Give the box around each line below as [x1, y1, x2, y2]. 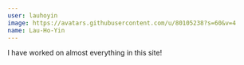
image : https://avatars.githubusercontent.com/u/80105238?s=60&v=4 [7, 19, 237, 27]
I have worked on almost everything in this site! [7, 48, 163, 58]
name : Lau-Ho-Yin [7, 26, 65, 34]
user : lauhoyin [7, 11, 58, 20]
